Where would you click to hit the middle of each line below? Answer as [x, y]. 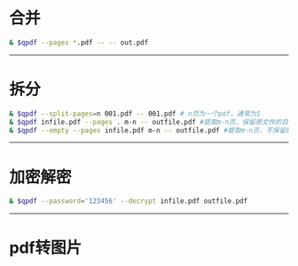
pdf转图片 [46, 248]
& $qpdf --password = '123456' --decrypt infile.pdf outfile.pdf [129, 201]
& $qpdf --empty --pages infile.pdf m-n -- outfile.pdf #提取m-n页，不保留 [148, 130]
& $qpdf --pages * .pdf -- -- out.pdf [79, 42]
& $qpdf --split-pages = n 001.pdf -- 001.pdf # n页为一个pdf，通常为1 [135, 113]
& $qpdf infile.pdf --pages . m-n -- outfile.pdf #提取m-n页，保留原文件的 [145, 122]
